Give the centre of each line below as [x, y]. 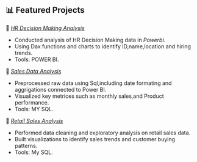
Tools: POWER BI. [37, 59]
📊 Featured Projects [45, 10]
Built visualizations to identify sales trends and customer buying [95, 139]
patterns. [26, 145]
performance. [32, 102]
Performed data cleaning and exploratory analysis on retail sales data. [102, 133]
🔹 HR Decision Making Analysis [45, 28]
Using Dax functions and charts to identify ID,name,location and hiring [103, 46]
